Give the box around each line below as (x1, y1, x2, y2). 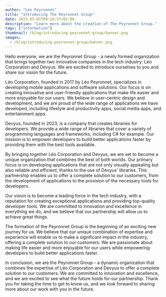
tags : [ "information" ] (5, 26, 52, 31)
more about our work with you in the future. (5, 286, 95, 292)
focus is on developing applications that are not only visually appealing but (5, 161, 159, 167)
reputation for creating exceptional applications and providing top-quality (5, 198, 156, 204)
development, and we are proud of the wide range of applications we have (5, 100, 158, 106)
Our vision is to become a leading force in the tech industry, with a (5, 192, 142, 198)
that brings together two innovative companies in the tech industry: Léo (5, 58, 152, 65)
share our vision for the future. (5, 69, 68, 75)
